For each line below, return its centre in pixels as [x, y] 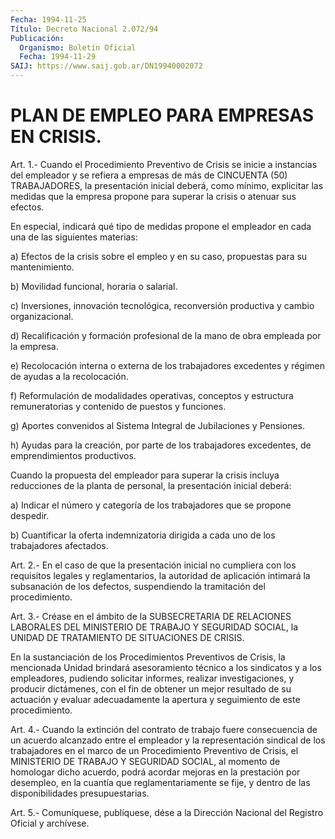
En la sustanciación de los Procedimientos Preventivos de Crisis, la [148, 657]
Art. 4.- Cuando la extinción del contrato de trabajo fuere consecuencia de [164, 729]
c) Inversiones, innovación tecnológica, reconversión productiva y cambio [162, 305]
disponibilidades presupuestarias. [80, 793]
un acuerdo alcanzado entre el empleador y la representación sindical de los [168, 740]
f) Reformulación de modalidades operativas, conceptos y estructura [152, 395]
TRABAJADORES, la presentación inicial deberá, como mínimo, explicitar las [167, 185]
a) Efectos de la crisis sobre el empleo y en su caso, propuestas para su [159, 256]
